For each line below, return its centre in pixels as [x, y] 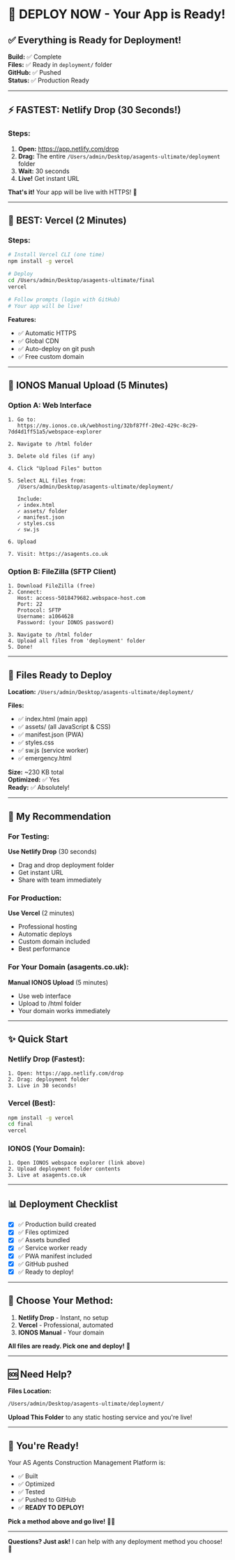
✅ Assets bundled [44, 1240]
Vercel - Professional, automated [66, 1325]
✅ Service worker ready [53, 1248]
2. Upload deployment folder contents [64, 1169]
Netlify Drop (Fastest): [47, 1059]
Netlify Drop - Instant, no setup [63, 1317]
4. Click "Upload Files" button [55, 469]
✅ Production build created [57, 1224]
